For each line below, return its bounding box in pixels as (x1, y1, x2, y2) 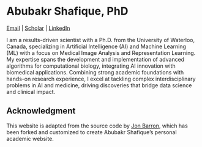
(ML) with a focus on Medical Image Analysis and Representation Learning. (6, 49, 196, 56)
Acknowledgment (6, 106, 76, 117)
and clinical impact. (6, 88, 56, 95)
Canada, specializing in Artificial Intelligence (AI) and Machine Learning (6, 43, 187, 50)
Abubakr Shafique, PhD (6, 4, 129, 18)
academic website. (6, 135, 54, 142)
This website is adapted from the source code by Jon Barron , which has (6, 122, 188, 129)
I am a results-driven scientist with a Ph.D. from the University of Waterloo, (6, 36, 195, 43)
